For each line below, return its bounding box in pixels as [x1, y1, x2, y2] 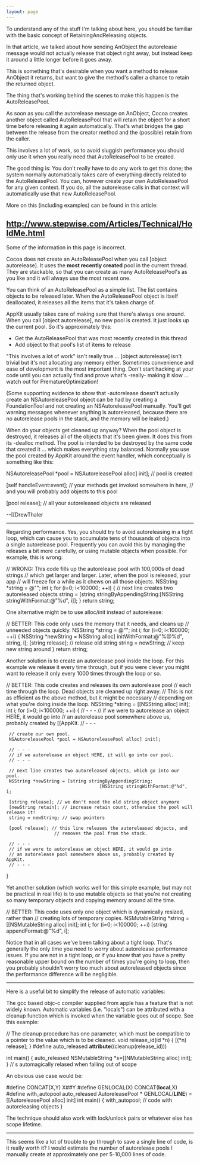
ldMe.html [6, 228, 45, 239]
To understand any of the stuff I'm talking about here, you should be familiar [6, 25, 193, 32]
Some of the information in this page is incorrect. [6, 244, 126, 251]
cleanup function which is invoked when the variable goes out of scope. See [6, 1012, 193, 1019]
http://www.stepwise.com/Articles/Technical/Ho [6, 219, 193, 229]
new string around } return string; [6, 646, 88, 653]
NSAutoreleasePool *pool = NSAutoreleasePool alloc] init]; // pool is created [6, 470, 193, 477]
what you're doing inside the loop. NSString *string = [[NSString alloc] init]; [6, 701, 190, 708]
